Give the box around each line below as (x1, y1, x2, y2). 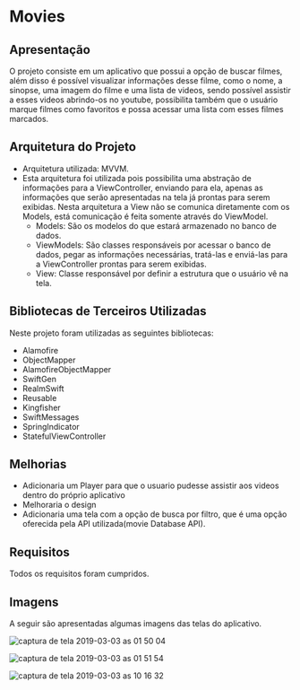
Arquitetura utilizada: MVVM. (21, 163, 130, 174)
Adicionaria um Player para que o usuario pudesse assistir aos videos (21, 480, 279, 491)
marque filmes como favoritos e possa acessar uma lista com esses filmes (9, 104, 284, 114)
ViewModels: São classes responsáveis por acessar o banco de (35, 240, 271, 250)
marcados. (9, 114, 49, 124)
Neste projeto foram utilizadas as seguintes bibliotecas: (9, 328, 214, 338)
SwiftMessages (21, 411, 80, 423)
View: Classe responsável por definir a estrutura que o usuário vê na (35, 267, 289, 279)
